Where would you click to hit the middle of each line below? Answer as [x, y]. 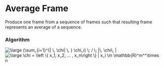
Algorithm [17, 39]
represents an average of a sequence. [44, 27]
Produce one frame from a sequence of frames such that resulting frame [79, 22]
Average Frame [37, 8]
